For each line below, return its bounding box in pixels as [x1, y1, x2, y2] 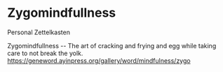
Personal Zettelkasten [7, 28, 70, 36]
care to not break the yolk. [7, 49, 83, 57]
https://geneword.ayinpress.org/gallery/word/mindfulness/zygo [7, 56, 191, 64]
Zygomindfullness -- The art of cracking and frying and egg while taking [7, 41, 217, 50]
